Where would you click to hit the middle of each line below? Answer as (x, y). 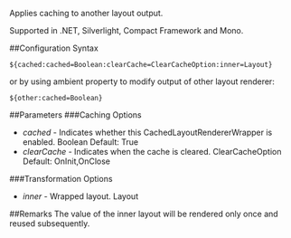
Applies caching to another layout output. (86, 13)
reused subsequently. (50, 224)
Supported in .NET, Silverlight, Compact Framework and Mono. (127, 30)
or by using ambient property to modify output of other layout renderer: (142, 81)
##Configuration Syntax (54, 48)
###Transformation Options (61, 179)
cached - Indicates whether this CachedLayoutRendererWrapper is (147, 132)
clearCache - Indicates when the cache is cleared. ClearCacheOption (152, 152)
